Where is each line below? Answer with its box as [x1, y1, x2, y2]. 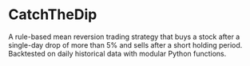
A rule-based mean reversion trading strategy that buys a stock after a [8, 32, 240, 41]
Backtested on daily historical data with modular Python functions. [8, 49, 227, 58]
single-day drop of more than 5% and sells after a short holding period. [8, 40, 243, 49]
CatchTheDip [8, 6, 97, 24]
